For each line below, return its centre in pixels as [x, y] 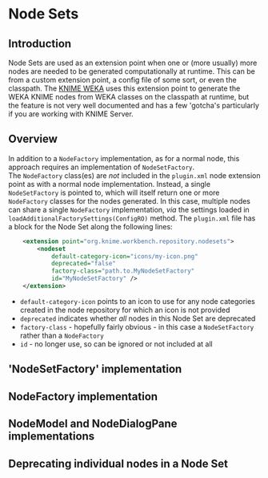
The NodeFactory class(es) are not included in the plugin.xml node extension [135, 175]
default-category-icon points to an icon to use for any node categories [138, 301]
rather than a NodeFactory [62, 335]
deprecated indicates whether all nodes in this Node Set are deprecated [138, 318]
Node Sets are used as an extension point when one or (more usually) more [133, 63]
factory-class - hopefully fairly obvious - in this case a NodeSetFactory [137, 326]
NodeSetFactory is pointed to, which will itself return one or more [114, 192]
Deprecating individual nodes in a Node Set [118, 463]
